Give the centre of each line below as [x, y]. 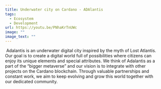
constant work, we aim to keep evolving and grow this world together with [79, 76]
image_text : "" [20, 37]
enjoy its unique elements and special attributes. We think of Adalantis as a [80, 61]
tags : [10, 14]
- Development [24, 23]
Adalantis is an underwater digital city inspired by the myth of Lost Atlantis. [81, 50]
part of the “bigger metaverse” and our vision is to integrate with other [75, 66]
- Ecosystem [22, 18]
